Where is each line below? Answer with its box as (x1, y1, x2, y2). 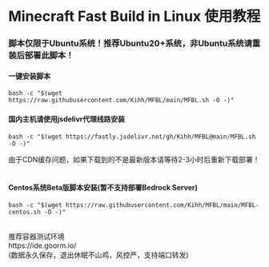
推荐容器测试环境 (8, 231, 65, 241)
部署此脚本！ (24, 50, 74, 61)
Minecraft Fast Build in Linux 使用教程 (8, 7, 261, 26)
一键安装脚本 (8, 71, 50, 81)
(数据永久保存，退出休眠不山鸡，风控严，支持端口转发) (8, 249, 190, 260)
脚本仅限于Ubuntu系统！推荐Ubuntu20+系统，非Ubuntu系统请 (8, 38, 253, 49)
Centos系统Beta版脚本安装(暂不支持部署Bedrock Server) (8, 183, 198, 193)
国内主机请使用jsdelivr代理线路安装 (8, 114, 126, 124)
